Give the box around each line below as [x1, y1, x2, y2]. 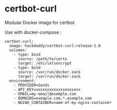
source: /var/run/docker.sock [17, 69, 81, 74]
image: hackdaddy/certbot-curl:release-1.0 [9, 43, 101, 48]
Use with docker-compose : [4, 29, 62, 35]
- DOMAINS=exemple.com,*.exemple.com [13, 95, 92, 100]
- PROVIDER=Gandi [13, 82, 50, 87]
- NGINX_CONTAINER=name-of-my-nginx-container [13, 100, 112, 105]
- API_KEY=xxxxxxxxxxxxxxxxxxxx [13, 87, 81, 92]
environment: [9, 78, 36, 83]
